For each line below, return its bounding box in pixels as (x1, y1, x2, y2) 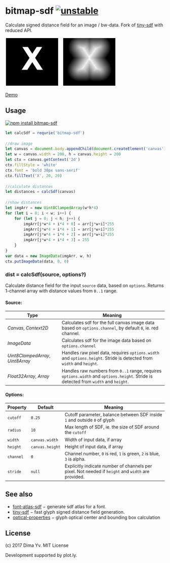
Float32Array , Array (7, 373, 50, 379)
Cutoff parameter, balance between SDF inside (65, 412, 162, 418)
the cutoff (65, 429, 87, 436)
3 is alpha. (65, 456, 86, 462)
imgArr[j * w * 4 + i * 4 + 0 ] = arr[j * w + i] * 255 (23, 221, 114, 226)
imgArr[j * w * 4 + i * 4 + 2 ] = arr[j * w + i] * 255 (23, 232, 114, 237)
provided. (65, 474, 85, 480)
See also (5, 490, 33, 499)
